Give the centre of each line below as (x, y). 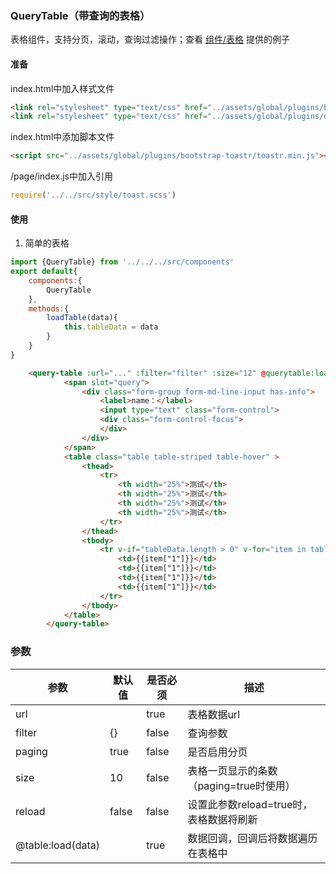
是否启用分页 (217, 752)
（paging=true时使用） (241, 785)
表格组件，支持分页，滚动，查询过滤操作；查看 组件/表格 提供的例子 (150, 39)
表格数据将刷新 (222, 819)
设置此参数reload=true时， (250, 804)
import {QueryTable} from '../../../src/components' (122, 262)
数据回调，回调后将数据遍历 (252, 838)
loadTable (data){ (82, 318)
